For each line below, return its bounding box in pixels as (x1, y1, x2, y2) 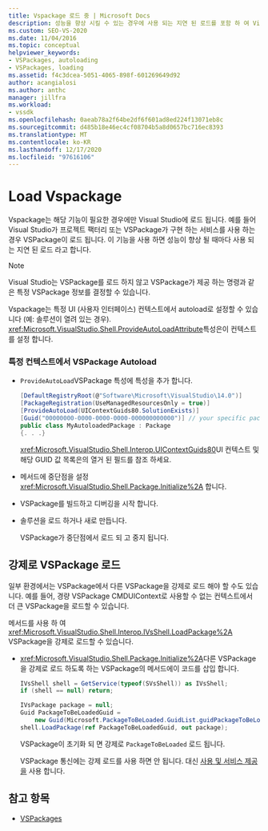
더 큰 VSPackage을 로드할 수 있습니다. (8, 601, 130, 610)
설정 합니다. (16, 334, 54, 344)
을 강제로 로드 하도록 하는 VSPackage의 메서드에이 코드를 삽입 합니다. (19, 663, 240, 673)
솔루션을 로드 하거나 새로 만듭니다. (19, 515, 127, 525)
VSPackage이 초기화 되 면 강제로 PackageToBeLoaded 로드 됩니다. (19, 739, 226, 749)
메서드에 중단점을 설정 (19, 471, 90, 481)
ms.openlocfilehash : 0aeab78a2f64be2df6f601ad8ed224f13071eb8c (8, 116, 224, 124)
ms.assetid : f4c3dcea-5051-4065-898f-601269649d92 (8, 71, 181, 79)
